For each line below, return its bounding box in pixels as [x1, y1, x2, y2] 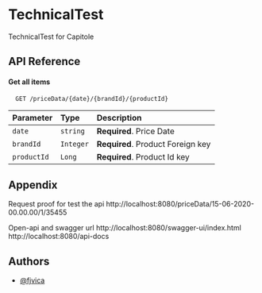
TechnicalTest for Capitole [8, 32, 94, 41]
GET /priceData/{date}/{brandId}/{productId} [15, 94, 169, 102]
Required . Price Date [96, 125, 175, 137]
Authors [8, 254, 50, 268]
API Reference [8, 55, 81, 68]
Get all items [8, 77, 51, 87]
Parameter [12, 112, 53, 123]
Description [96, 112, 142, 123]
